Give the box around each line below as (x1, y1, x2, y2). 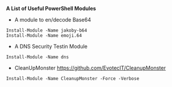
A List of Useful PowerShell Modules (6, 5, 96, 12)
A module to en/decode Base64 (14, 16, 92, 23)
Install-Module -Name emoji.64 (6, 33, 82, 39)
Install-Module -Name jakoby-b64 (6, 27, 87, 33)
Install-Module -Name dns (6, 54, 69, 60)
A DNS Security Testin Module (14, 43, 87, 50)
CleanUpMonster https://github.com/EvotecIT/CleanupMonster (14, 64, 166, 71)
